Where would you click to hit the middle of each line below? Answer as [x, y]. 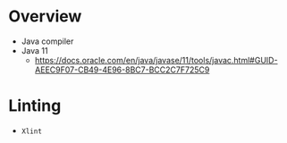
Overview [45, 17]
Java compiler [47, 41]
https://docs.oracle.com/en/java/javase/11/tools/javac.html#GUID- [156, 60]
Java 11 [34, 50]
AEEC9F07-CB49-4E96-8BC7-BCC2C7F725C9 [122, 70]
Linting [35, 106]
